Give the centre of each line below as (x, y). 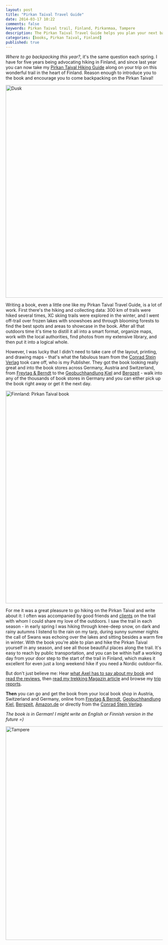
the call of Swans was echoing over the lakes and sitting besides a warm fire (84, 637)
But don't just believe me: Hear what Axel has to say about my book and (80, 673)
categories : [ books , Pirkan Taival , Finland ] (54, 38)
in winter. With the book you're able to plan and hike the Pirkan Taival (77, 642)
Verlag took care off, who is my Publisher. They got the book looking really (82, 362)
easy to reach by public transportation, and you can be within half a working (84, 653)
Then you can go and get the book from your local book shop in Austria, (80, 693)
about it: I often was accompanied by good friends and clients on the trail (81, 616)
